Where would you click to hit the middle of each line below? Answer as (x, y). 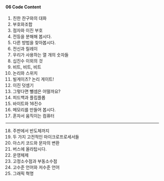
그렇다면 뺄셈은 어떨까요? (36, 91)
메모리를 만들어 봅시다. (34, 110)
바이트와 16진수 (27, 104)
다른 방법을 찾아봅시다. (34, 43)
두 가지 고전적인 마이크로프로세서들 (46, 137)
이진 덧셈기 (23, 85)
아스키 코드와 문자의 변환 (36, 143)
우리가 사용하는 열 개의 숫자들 (40, 55)
